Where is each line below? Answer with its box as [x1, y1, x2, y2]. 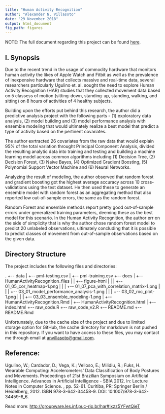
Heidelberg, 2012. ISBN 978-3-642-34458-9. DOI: [5, 388, 107, 394]
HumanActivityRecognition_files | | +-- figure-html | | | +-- [5, 278, 123, 284]
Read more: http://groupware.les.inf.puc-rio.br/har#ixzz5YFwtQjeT [5, 403, 140, 409]
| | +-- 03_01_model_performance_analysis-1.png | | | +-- [5, 288, 121, 294]
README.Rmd [5, 309, 34, 315]
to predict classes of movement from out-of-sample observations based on [5, 230, 158, 236]
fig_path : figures [5, 26, 43, 31]
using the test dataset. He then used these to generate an [28, 184, 145, 190]
